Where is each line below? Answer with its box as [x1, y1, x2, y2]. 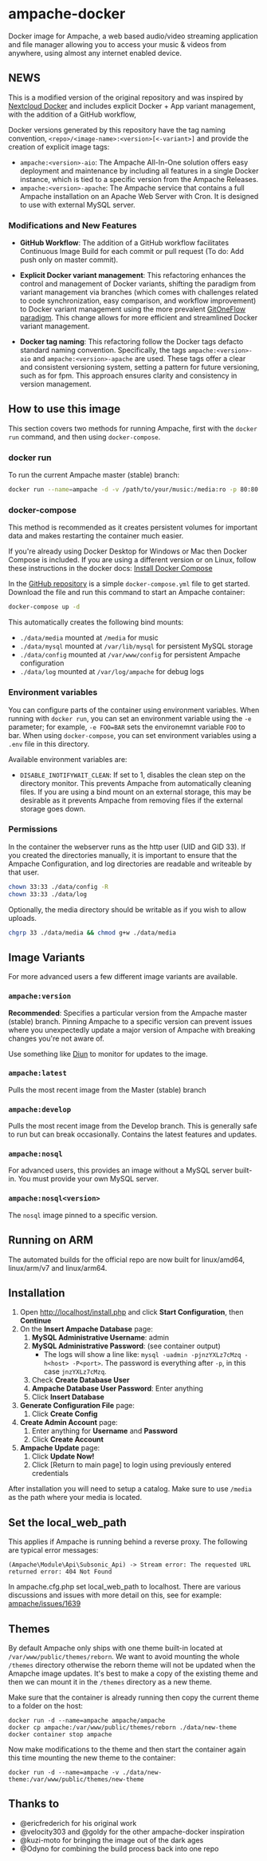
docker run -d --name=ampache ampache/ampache [8, 1716, 166, 1724]
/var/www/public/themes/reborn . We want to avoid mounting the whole [8, 1651, 240, 1661]
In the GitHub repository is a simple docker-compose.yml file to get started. [8, 579, 250, 589]
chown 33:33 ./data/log [8, 890, 88, 899]
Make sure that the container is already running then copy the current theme [8, 1692, 259, 1702]
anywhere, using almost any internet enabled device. [8, 48, 182, 58]
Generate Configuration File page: [19, 1401, 135, 1411]
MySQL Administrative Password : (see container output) [31, 1341, 221, 1351]
